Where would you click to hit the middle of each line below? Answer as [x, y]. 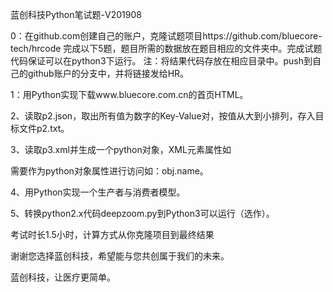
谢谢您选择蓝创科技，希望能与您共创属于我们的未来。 [120, 256]
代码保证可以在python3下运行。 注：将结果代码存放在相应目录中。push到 [161, 61]
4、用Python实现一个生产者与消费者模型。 [98, 192]
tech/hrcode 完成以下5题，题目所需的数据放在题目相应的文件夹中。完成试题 [166, 48]
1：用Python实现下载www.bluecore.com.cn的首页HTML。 [129, 94]
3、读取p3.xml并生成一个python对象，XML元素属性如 [121, 149]
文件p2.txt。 [44, 128]
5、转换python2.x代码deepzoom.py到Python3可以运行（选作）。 [142, 213]
